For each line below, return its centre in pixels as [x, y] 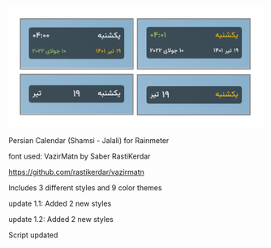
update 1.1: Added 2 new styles [60, 203]
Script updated [33, 235]
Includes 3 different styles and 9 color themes [85, 187]
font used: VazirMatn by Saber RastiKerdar [80, 156]
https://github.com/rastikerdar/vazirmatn [76, 172]
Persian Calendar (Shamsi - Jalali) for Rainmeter [89, 140]
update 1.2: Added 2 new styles [61, 219]
